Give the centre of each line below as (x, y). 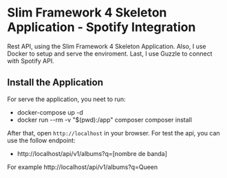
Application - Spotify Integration (101, 27)
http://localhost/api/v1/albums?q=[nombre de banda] (92, 153)
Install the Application (55, 83)
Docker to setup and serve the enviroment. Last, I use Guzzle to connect (110, 54)
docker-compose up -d (50, 112)
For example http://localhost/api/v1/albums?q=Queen (83, 167)
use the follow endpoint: (41, 140)
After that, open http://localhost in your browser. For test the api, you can (113, 133)
